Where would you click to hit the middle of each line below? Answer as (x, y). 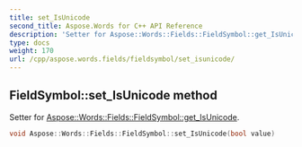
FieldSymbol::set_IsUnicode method (113, 95)
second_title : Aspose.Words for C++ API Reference (106, 26)
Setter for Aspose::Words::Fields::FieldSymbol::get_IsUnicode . (124, 117)
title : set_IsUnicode (50, 17)
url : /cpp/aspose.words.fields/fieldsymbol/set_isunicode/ (122, 59)
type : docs (30, 43)
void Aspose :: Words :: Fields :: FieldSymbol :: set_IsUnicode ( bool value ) (142, 134)
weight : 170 (31, 51)
